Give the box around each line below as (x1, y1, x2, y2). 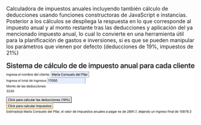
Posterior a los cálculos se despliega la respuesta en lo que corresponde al (6, 18, 191, 24)
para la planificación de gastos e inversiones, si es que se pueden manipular (6, 37, 194, 43)
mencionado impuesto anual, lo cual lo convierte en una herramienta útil (6, 30, 184, 37)
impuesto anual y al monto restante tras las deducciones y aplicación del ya (6, 24, 193, 31)
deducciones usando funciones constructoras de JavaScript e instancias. (6, 11, 188, 18)
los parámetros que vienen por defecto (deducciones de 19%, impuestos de (6, 43, 194, 50)
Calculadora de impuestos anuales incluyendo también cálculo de (6, 5, 169, 12)
